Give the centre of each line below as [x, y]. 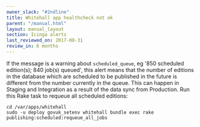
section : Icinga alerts [37, 35]
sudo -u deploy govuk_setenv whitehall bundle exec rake [80, 112]
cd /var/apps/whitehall [37, 107]
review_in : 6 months [33, 46]
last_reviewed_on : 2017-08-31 [45, 40]
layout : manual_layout [35, 29]
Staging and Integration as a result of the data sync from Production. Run [98, 89]
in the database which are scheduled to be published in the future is [92, 76]
